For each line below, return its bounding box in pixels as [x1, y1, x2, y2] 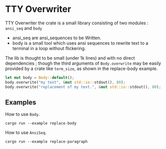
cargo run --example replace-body [5, 121, 77, 126]
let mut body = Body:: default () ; [5, 75, 75, 80]
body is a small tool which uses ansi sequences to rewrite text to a [12, 40, 149, 46]
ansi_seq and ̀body [5, 25, 42, 31]
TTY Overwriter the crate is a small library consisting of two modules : [5, 20, 149, 26]
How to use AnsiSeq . [5, 130, 47, 136]
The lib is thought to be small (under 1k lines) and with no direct [5, 55, 135, 61]
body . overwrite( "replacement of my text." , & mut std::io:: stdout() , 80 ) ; [5, 84, 162, 89]
